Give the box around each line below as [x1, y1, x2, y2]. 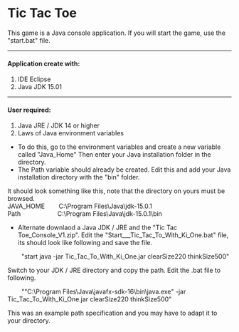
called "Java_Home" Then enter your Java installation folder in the [17, 150, 211, 159]
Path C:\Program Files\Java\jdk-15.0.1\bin [7, 209, 162, 218]
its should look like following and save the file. [17, 239, 153, 247]
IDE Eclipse [17, 75, 51, 83]
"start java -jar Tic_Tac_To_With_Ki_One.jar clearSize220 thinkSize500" [21, 252, 230, 261]
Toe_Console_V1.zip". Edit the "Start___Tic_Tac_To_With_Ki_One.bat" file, [17, 231, 229, 239]
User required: [7, 105, 51, 114]
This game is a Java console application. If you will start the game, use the [7, 28, 226, 37]
